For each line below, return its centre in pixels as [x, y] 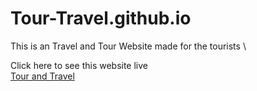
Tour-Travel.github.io [101, 18]
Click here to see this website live [79, 65]
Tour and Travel [42, 76]
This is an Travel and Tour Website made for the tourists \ [128, 46]
